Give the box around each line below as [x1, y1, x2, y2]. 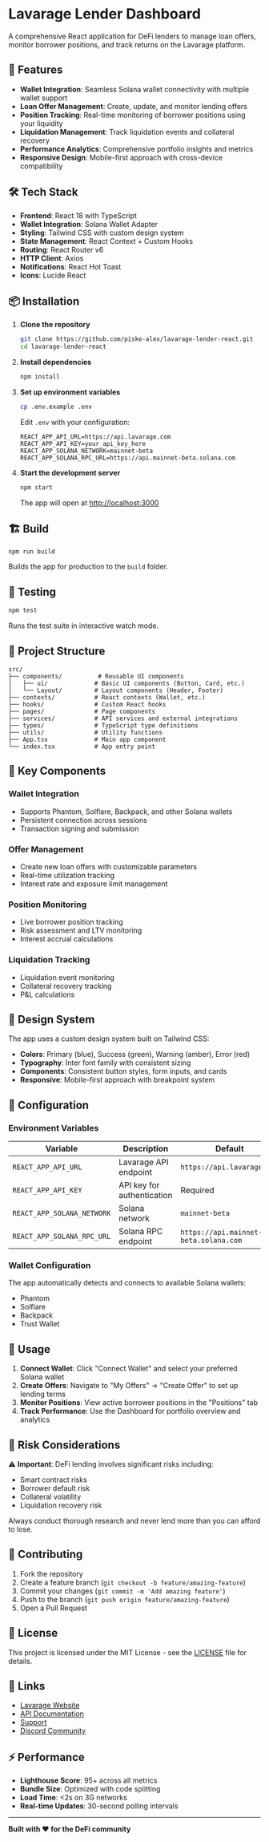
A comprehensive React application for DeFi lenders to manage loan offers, [8, 31, 256, 41]
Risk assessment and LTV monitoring [19, 925, 143, 935]
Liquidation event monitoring [19, 972, 114, 982]
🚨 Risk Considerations [8, 1438, 121, 1451]
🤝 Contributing [8, 1548, 83, 1561]
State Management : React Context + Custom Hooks [19, 236, 194, 245]
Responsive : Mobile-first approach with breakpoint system [19, 1075, 215, 1085]
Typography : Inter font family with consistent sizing [19, 1058, 191, 1067]
